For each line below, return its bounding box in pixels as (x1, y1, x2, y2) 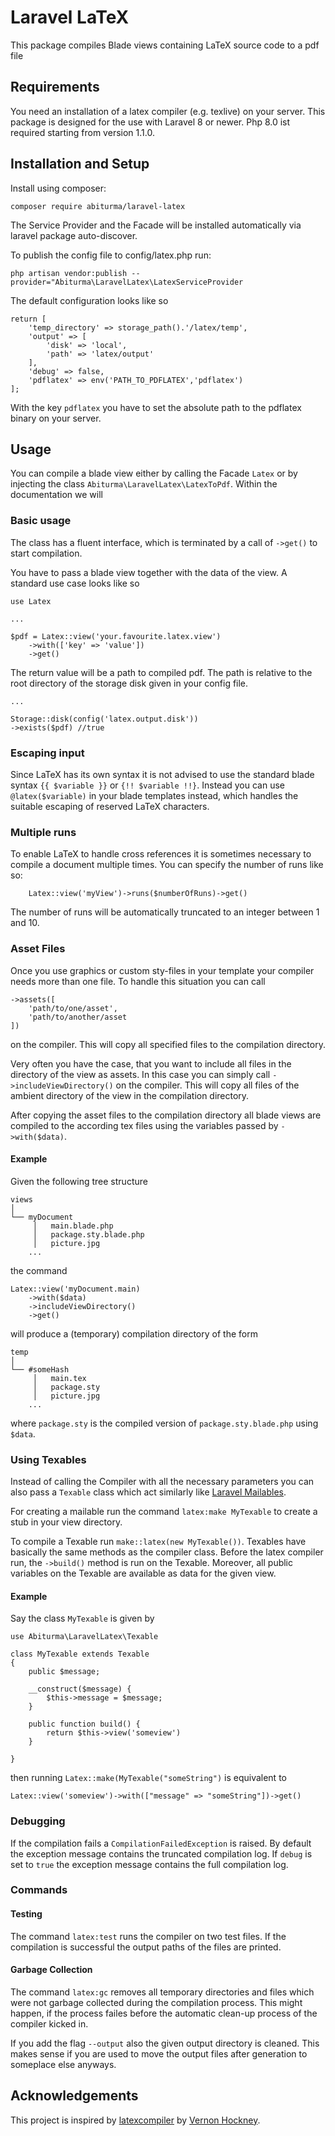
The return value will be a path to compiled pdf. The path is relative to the (10, 666, 313, 678)
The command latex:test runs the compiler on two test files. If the (10, 1930, 287, 1942)
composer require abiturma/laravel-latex (10, 201, 186, 211)
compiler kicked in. (10, 2017, 89, 2030)
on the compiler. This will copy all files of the (115, 1079, 300, 1091)
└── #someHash (10, 1364, 70, 1375)
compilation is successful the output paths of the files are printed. (10, 1941, 282, 1953)
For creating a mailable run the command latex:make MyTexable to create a (10, 1506, 318, 1518)
